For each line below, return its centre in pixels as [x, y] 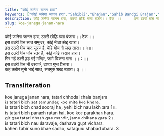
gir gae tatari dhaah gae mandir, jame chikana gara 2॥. [60, 118]
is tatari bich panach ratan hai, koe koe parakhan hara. [60, 113]
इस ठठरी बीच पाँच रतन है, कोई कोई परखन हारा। [43, 53]
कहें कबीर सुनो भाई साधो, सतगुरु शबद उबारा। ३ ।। [46, 70]
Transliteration [28, 85]
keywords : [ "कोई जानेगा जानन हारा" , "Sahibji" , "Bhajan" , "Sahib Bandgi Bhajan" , [82, 14]
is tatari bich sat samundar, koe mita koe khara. [52, 102]
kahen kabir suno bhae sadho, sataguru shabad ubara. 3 [62, 129]
